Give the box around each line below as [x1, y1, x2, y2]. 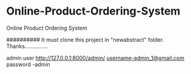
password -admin [6, 61, 50, 68]
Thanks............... [6, 42, 49, 50]
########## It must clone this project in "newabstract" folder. [6, 36, 164, 43]
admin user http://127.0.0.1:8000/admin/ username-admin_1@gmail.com [6, 54, 185, 61]
